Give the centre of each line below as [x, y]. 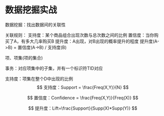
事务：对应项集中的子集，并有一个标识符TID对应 [54, 68]
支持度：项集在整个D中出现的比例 [39, 79]
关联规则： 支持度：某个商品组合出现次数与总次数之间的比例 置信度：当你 [80, 35]
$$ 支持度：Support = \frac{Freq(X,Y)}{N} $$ [83, 87]
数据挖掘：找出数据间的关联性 [35, 25]
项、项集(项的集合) [24, 58]
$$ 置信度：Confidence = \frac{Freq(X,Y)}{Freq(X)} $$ [83, 98]
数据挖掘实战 [31, 10]
